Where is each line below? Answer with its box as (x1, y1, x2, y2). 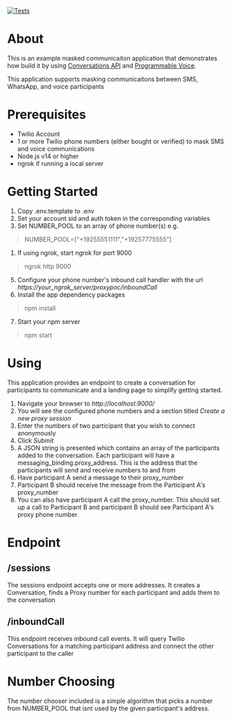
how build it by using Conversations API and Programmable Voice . (7, 61, 197, 70)
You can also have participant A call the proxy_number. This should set (17, 495, 220, 504)
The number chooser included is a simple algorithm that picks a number (7, 697, 213, 705)
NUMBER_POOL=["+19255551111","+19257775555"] (24, 235, 172, 243)
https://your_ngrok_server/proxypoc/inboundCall (17, 283, 158, 291)
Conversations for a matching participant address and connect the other (7, 642, 214, 650)
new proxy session (17, 414, 72, 422)
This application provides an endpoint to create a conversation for (7, 378, 196, 387)
